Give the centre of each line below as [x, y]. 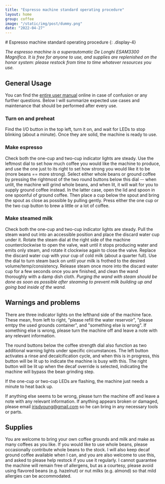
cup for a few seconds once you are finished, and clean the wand [72, 271]
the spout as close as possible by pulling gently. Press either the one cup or [82, 200]
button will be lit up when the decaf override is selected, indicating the [76, 366]
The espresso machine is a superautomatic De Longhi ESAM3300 [72, 52]
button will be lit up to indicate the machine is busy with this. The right [76, 361]
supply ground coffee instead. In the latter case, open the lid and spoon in [80, 190]
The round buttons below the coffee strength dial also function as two [76, 345]
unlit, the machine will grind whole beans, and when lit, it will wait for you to [82, 184]
